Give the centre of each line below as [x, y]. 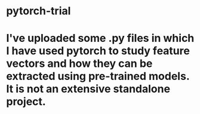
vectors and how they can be [79, 64]
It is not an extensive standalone [88, 89]
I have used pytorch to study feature [98, 51]
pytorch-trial [39, 11]
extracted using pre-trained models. [98, 76]
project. [26, 102]
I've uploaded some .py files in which [100, 38]
